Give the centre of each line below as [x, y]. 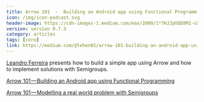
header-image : [24, 23]
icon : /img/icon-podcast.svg [43, 18]
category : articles [31, 34]
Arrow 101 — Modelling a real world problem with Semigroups [82, 92]
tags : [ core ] [23, 40]
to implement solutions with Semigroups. [57, 69]
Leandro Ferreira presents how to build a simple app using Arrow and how [99, 62]
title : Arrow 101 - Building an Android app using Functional [89, 12]
